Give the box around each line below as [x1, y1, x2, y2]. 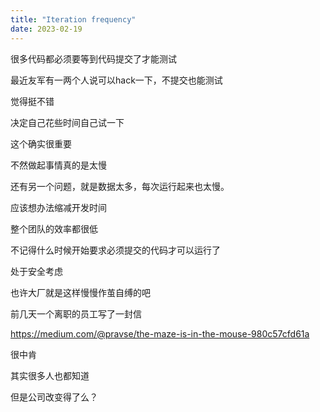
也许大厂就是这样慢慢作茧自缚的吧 [10, 286, 151, 298]
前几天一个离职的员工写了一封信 [10, 307, 142, 320]
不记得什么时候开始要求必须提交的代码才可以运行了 [10, 244, 221, 256]
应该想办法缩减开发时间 [10, 201, 107, 213]
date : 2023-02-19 [10, 24, 83, 34]
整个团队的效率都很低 [10, 222, 98, 235]
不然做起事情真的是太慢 [10, 159, 107, 171]
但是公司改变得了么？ [10, 391, 98, 403]
